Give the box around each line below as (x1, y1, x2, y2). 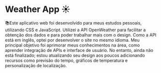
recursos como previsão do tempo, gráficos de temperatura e (5, 57, 128, 63)
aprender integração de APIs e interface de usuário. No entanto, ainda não (5, 47, 154, 53)
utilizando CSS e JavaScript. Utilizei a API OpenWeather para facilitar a (5, 27, 146, 33)
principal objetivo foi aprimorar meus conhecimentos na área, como (5, 42, 140, 48)
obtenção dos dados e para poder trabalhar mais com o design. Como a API (5, 32, 157, 37)
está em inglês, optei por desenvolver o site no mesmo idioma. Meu (5, 37, 140, 43)
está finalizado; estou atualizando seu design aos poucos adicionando (5, 52, 145, 58)
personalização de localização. (5, 62, 67, 68)
